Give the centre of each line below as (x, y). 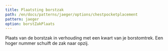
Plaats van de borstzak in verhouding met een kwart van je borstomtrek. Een (84, 38)
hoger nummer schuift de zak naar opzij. (47, 43)
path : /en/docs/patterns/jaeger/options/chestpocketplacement (71, 14)
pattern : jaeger (22, 19)
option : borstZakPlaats (30, 24)
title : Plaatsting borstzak (35, 10)
